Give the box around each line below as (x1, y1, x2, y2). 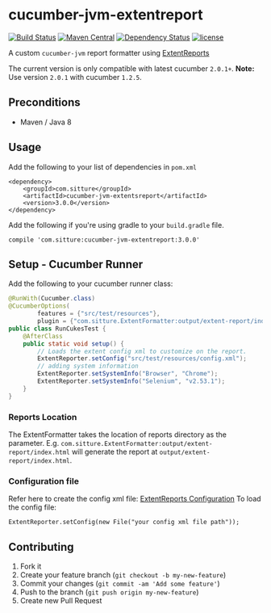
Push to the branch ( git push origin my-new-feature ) (19, 587, 199, 597)
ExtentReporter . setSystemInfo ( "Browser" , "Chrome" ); (37, 370, 219, 378)
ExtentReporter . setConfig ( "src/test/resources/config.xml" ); (37, 355, 248, 363)
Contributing (8, 540, 74, 554)
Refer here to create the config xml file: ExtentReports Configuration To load (8, 494, 261, 504)
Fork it (19, 561, 42, 571)
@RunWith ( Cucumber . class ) (8, 295, 95, 303)
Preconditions (8, 95, 81, 110)
